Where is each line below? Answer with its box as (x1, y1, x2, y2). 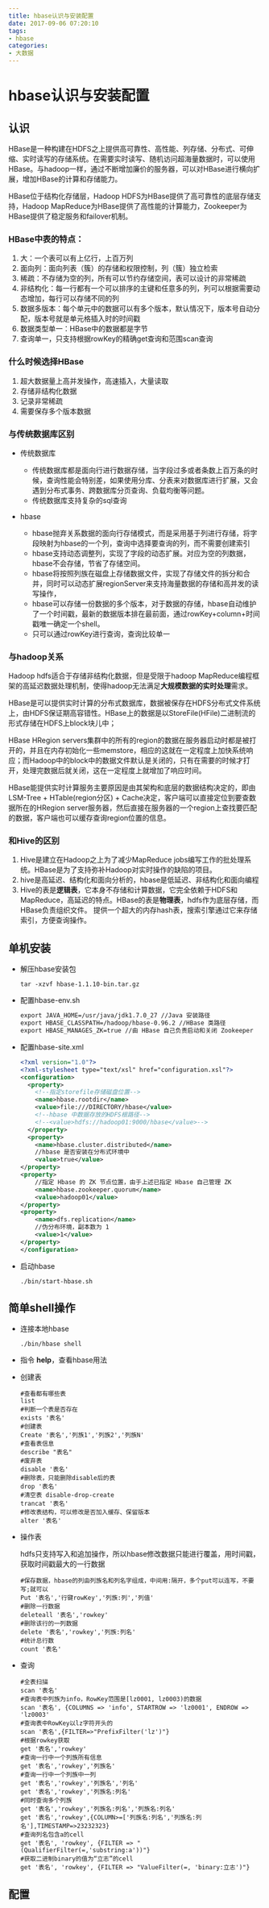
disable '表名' (19, 1465, 69, 1474)
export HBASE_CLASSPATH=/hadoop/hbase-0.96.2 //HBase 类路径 (19, 1019, 226, 1028)
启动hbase (19, 1261, 56, 1270)
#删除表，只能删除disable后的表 (19, 1474, 115, 1482)
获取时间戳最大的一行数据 (19, 1559, 106, 1569)
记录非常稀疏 (19, 396, 63, 405)
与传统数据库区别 (8, 428, 75, 439)
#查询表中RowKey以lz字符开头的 (19, 1719, 114, 1727)
